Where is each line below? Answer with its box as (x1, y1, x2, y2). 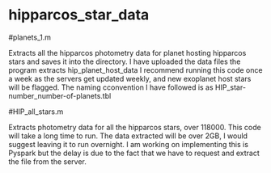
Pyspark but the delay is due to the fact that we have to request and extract (8, 148, 260, 158)
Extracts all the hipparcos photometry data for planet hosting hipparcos (8, 48, 247, 57)
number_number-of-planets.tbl (8, 91, 112, 100)
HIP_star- (214, 82, 247, 92)
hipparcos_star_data (8, 6, 150, 24)
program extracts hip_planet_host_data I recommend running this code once (8, 65, 263, 74)
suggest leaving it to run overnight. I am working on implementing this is (8, 139, 249, 149)
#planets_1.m (8, 32, 51, 42)
